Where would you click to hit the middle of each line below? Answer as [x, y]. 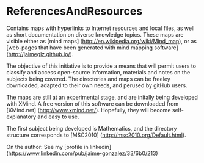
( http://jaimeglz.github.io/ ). [40, 54]
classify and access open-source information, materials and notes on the [98, 72]
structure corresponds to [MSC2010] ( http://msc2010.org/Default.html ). [96, 135]
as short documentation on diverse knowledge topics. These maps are [95, 34]
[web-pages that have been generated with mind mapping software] [92, 48]
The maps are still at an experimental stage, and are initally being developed [102, 97]
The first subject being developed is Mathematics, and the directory [92, 128]
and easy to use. [58, 117]
